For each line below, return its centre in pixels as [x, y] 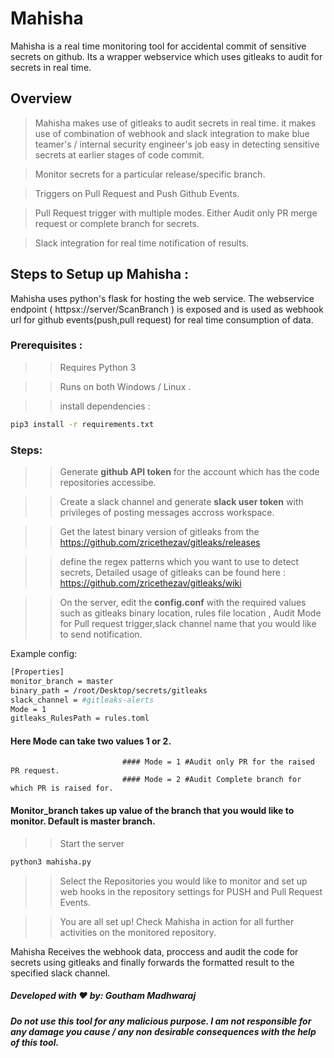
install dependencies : [105, 406]
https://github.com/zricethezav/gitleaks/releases [160, 543]
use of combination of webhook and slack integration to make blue [172, 133]
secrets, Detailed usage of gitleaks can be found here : [172, 573]
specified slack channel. [60, 973]
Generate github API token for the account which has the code [189, 472]
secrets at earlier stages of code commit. [119, 154]
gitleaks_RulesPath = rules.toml [80, 718]
